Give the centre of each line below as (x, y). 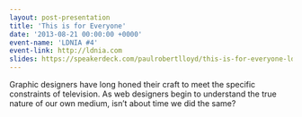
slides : (24, 59)
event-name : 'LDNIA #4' (54, 42)
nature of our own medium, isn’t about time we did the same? (123, 103)
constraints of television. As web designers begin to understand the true (143, 94)
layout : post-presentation (60, 17)
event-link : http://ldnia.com (66, 51)
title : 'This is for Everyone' (68, 26)
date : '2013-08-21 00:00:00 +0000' (76, 34)
